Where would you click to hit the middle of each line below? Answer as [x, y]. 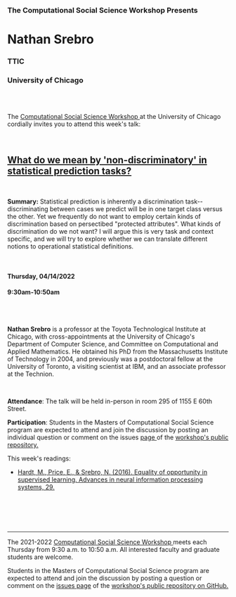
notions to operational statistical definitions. [71, 246]
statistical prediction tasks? [70, 171]
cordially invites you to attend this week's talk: [74, 124]
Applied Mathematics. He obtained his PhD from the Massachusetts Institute [118, 351]
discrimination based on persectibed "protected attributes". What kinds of [114, 224]
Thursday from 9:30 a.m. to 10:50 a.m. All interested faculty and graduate [113, 549]
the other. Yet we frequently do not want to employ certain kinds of [104, 217]
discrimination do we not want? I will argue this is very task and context [111, 232]
